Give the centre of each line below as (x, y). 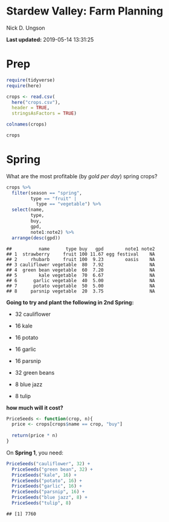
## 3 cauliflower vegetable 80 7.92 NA (81, 265)
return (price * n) (35, 436)
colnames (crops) (27, 124)
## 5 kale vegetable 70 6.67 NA (81, 275)
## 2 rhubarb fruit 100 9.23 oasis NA (81, 259)
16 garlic (25, 349)
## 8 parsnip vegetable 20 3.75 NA (81, 291)
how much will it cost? (35, 408)
